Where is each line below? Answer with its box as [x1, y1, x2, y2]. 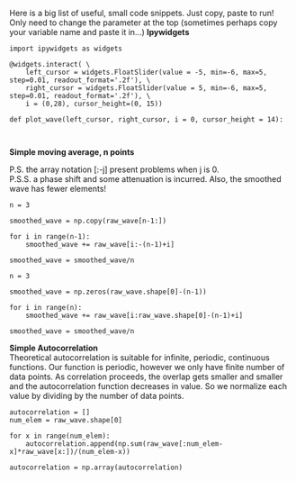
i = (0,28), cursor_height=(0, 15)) [25, 99, 164, 108]
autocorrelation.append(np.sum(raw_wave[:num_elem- [25, 440, 223, 449]
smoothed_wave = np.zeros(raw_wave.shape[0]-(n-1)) [9, 287, 207, 296]
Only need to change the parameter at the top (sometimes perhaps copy [9, 17, 278, 28]
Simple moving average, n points [9, 147, 135, 157]
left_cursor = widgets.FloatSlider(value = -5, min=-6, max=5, [25, 68, 268, 77]
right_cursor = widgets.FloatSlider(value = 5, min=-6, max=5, [25, 84, 268, 93]
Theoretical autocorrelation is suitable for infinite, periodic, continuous [9, 352, 270, 363]
